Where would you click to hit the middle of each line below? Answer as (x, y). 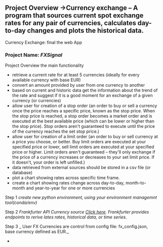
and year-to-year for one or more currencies (71, 188)
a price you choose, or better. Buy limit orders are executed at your (79, 142)
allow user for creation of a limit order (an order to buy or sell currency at (85, 137)
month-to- (136, 183)
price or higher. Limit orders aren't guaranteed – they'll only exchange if (83, 152)
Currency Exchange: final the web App (44, 42)
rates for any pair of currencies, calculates (71, 23)
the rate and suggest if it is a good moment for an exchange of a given (82, 95)
